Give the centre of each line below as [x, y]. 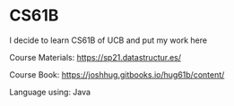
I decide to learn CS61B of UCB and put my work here [108, 40]
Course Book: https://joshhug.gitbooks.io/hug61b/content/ [117, 74]
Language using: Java [50, 92]
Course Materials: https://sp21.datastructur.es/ [95, 57]
